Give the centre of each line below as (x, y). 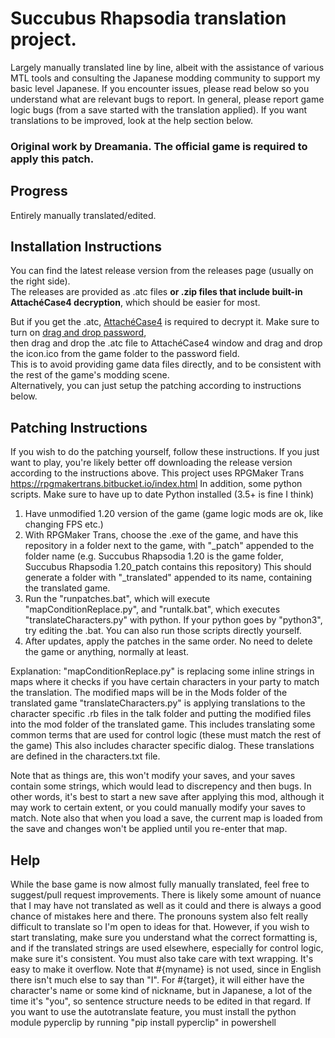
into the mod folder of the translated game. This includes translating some (163, 724)
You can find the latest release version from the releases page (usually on (162, 271)
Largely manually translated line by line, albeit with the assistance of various (167, 67)
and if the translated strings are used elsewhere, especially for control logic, (167, 948)
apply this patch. (52, 159)
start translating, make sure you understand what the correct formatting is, (164, 938)
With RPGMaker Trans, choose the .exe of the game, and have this (161, 535)
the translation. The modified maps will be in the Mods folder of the (149, 693)
